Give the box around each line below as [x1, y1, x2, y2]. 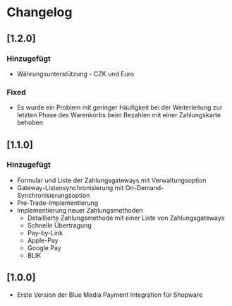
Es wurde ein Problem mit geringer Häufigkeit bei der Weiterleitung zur [16, 103, 223, 112]
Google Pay [27, 243, 61, 252]
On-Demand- [125, 183, 164, 192]
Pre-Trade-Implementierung [16, 199, 99, 207]
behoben [16, 118, 44, 127]
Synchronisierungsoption [16, 191, 90, 199]
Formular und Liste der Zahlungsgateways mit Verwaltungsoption [16, 176, 207, 184]
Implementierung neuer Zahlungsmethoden [16, 206, 143, 214]
